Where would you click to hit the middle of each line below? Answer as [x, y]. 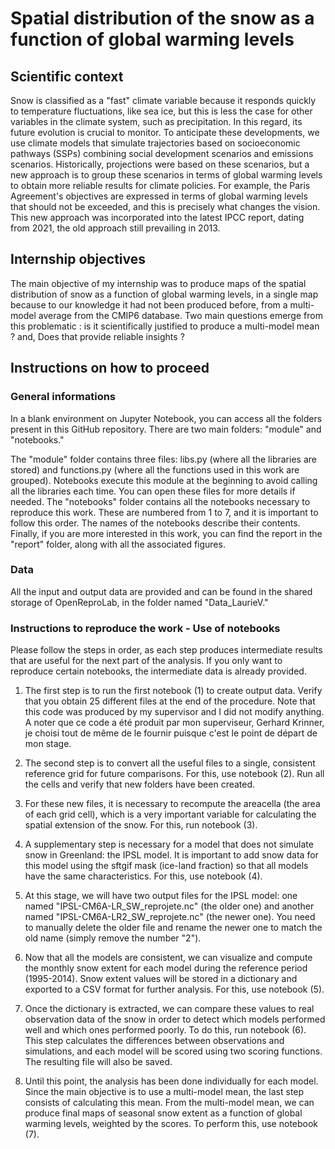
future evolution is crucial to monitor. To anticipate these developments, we [165, 132]
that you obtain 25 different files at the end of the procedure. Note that [170, 701]
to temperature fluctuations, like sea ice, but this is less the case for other [161, 111]
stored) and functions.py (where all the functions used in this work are [155, 469]
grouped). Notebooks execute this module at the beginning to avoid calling [164, 480]
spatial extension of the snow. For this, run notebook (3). [141, 825]
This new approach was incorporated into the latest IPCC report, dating [157, 217]
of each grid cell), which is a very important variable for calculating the [170, 814]
